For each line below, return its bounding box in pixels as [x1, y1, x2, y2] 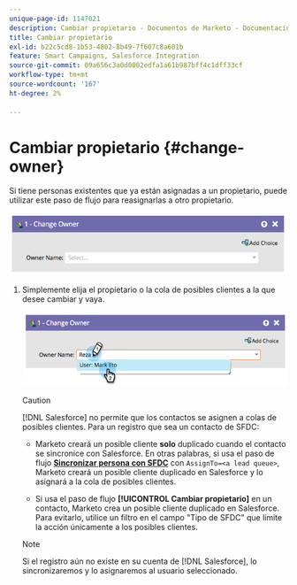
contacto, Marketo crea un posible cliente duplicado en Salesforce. [34, 503, 280, 513]
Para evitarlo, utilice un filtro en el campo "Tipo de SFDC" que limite [34, 512, 283, 522]
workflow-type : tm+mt [9, 71, 89, 80]
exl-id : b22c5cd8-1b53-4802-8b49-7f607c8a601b [9, 42, 184, 51]
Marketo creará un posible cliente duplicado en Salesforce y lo [34, 466, 263, 477]
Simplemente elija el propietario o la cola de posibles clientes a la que [21, 284, 276, 295]
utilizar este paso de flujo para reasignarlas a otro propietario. [9, 195, 234, 205]
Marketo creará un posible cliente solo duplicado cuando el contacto [34, 438, 286, 449]
